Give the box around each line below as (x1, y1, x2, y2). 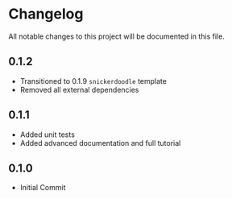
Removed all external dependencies (19, 85, 139, 94)
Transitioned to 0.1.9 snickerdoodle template (19, 76, 168, 85)
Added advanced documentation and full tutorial (19, 138, 181, 147)
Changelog (8, 5, 84, 23)
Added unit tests (19, 130, 75, 139)
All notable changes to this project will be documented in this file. (8, 31, 226, 41)
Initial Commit (19, 183, 66, 193)
